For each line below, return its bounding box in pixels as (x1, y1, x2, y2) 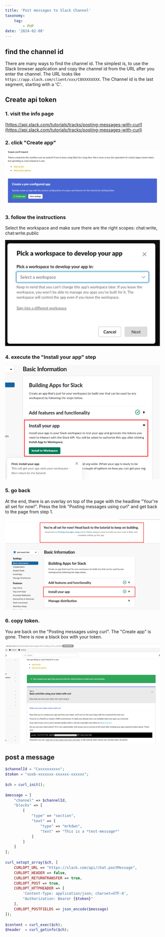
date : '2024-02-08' (5, 29, 45, 34)
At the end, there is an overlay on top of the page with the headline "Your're (5, 498, 158, 504)
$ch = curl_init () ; (5, 782, 45, 787)
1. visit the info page (5, 111, 54, 117)
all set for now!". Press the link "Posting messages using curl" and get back (5, 503, 158, 509)
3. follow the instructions (5, 214, 66, 221)
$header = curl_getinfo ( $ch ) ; (5, 927, 69, 933)
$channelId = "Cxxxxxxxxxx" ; (5, 767, 65, 772)
